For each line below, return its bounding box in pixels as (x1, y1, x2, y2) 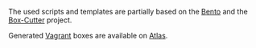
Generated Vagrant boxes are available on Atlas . (8, 31, 168, 40)
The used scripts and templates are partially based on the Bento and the (8, 7, 248, 16)
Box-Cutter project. (8, 15, 72, 25)
